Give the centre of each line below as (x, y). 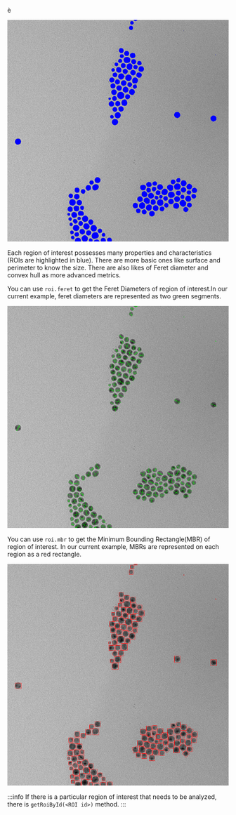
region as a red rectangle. (45, 554)
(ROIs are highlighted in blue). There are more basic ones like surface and (114, 260)
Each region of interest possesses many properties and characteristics (110, 253)
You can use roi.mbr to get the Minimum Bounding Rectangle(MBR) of (109, 539)
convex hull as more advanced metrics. (64, 275)
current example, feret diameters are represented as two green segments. (114, 296)
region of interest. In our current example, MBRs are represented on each (113, 546)
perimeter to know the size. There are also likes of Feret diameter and (108, 268)
